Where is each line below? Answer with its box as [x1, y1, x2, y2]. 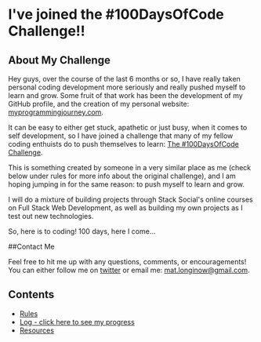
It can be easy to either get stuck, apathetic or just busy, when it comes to [8, 123, 248, 132]
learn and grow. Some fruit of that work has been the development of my [8, 91, 243, 100]
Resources [19, 326, 55, 335]
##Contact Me [8, 242, 55, 251]
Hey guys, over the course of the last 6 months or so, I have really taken [8, 75, 241, 83]
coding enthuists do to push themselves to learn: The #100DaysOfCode [8, 140, 239, 148]
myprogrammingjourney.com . [8, 107, 104, 117]
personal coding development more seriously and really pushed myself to [8, 82, 246, 92]
